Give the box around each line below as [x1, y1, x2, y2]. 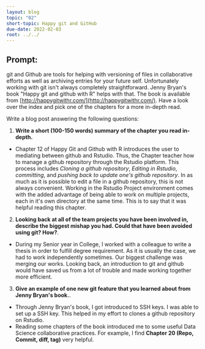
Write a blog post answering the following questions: [6, 114, 139, 122]
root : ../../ [6, 32, 40, 38]
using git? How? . [15, 228, 59, 236]
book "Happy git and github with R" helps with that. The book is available [6, 90, 191, 97]
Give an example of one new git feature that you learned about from [15, 285, 191, 292]
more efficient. [15, 273, 53, 280]
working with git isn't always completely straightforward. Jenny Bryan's [6, 83, 187, 91]
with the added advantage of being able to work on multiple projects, [15, 190, 190, 198]
